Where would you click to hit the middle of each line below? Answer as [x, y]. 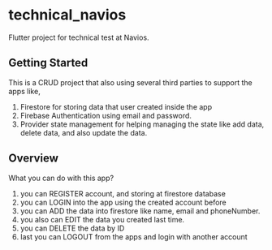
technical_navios [67, 15]
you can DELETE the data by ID [72, 228]
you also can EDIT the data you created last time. [102, 219]
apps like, [24, 91]
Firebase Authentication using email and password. [106, 115]
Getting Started [48, 63]
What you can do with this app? [61, 178]
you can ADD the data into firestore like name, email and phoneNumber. [140, 211]
